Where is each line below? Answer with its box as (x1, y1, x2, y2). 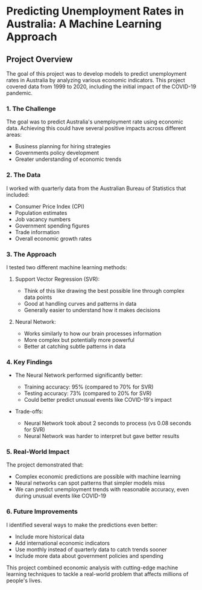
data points (24, 293, 52, 301)
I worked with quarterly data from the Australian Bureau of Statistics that (6, 185, 186, 192)
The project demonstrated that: (6, 461, 84, 468)
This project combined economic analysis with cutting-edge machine (6, 564, 178, 571)
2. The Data (6, 171, 41, 179)
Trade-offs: (14, 408, 43, 415)
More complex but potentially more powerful (24, 336, 134, 343)
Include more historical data (14, 533, 84, 540)
